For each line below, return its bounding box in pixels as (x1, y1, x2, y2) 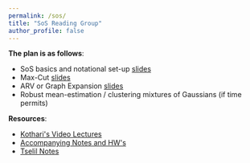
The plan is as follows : (8, 49, 84, 59)
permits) (19, 98, 48, 108)
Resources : (8, 114, 47, 124)
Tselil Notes (19, 146, 59, 157)
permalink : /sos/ (8, 11, 67, 20)
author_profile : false (8, 26, 84, 35)
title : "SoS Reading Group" (8, 19, 103, 27)
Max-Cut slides (19, 73, 71, 83)
